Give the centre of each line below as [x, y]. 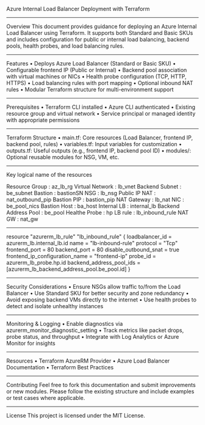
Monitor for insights [31, 343]
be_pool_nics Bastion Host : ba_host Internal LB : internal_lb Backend [93, 206]
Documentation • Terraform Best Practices [60, 367]
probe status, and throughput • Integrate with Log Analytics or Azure [93, 337]
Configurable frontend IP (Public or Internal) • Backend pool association [97, 70]
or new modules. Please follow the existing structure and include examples [100, 391]
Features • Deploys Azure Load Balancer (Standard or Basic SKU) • [91, 63]
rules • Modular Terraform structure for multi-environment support [90, 89]
